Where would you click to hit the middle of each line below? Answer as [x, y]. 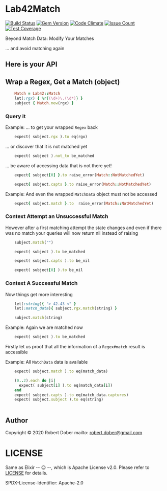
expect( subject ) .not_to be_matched [54, 156]
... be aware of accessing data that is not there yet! [59, 165]
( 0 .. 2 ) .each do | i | [35, 381]
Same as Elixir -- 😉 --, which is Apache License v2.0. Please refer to [77, 467]
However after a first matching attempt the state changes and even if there [83, 228]
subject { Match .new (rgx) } [44, 103]
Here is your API [31, 64]
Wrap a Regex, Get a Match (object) [63, 82]
